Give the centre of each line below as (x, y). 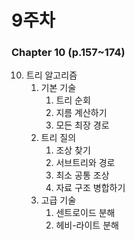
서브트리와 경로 (85, 163)
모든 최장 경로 (82, 125)
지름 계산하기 (81, 113)
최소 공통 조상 (82, 175)
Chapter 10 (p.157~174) (68, 53)
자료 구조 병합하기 (90, 188)
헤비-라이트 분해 (87, 225)
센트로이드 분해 (85, 213)
